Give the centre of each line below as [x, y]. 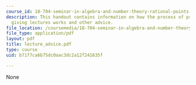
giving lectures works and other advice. [62, 22]
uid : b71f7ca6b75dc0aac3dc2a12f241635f [55, 55]
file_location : [24, 28]
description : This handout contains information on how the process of [95, 17]
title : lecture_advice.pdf [39, 45]
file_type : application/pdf [40, 33]
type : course [22, 50]
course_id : [19, 11]
